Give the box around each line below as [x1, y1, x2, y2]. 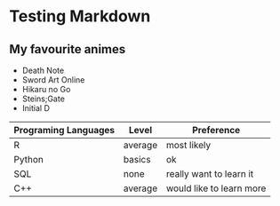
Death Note [21, 65, 65, 75]
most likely [165, 139, 212, 151]
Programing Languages [13, 124, 116, 136]
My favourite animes [9, 42, 126, 57]
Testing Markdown [9, 6, 151, 27]
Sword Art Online [21, 75, 85, 85]
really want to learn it [165, 168, 254, 179]
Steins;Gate [21, 93, 65, 104]
